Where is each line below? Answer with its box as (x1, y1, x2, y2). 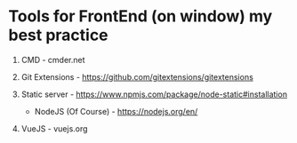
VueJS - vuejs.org (20, 123, 88, 134)
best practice (8, 25, 108, 45)
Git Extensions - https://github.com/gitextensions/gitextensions (20, 71, 254, 82)
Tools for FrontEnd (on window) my (8, 6, 273, 27)
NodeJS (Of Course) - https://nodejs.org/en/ (34, 106, 198, 116)
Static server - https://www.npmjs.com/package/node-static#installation (20, 89, 288, 99)
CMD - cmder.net (20, 54, 85, 65)
